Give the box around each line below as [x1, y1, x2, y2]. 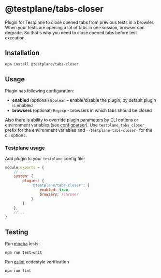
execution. [5, 35, 26, 41]
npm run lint [5, 268, 31, 273]
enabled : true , [39, 187, 70, 192]
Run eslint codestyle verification [5, 259, 69, 264]
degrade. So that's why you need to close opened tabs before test [5, 30, 137, 35]
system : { [14, 174, 34, 179]
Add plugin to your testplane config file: [5, 155, 85, 161]
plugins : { [22, 178, 44, 184]
